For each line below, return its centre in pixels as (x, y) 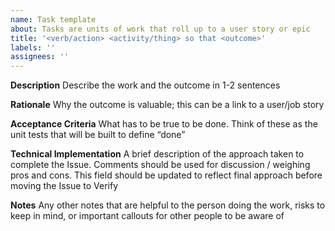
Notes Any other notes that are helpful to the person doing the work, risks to (168, 205)
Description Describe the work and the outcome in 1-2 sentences (145, 85)
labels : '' (33, 47)
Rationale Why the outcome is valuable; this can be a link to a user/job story (167, 105)
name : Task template (53, 19)
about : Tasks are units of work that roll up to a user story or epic (160, 29)
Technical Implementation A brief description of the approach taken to (157, 154)
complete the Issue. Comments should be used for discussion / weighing (160, 165)
